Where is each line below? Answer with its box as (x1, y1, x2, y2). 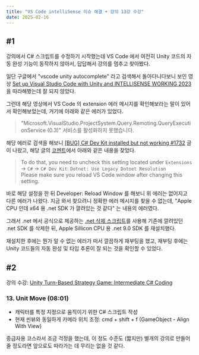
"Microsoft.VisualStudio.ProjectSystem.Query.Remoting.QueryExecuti (20, 120, 191, 127)
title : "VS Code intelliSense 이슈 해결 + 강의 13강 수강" (6, 8, 144, 15)
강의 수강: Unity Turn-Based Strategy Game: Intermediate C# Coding (6, 279, 173, 286)
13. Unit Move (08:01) (6, 294, 70, 303)
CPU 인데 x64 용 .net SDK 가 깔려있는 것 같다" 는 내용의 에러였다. (6, 205, 159, 212)
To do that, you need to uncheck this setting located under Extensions (20, 159, 192, 166)
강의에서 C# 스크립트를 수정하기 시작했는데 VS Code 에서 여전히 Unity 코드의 (6, 53, 186, 60)
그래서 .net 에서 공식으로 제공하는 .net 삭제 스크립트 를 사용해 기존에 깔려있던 (6, 218, 183, 225)
